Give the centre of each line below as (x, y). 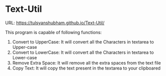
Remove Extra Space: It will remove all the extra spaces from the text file (86, 63)
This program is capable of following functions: (53, 32)
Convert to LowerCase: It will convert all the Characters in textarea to (83, 52)
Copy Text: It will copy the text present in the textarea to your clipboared (86, 68)
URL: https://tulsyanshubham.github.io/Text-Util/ (55, 23)
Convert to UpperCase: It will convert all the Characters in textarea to (83, 42)
